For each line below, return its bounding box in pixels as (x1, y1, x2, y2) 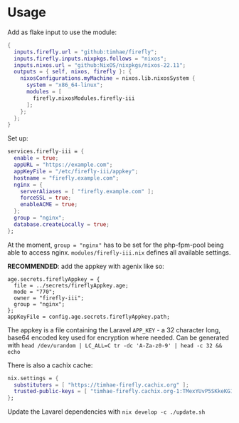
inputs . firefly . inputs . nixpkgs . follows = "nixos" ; (14, 55, 167, 62)
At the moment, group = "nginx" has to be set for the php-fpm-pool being (7, 240, 224, 249)
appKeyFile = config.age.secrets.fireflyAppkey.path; (7, 313, 171, 320)
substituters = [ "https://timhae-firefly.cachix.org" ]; (14, 381, 190, 389)
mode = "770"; (14, 288, 55, 295)
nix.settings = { (7, 374, 59, 382)
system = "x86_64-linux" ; (26, 81, 103, 89)
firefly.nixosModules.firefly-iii (33, 94, 135, 102)
